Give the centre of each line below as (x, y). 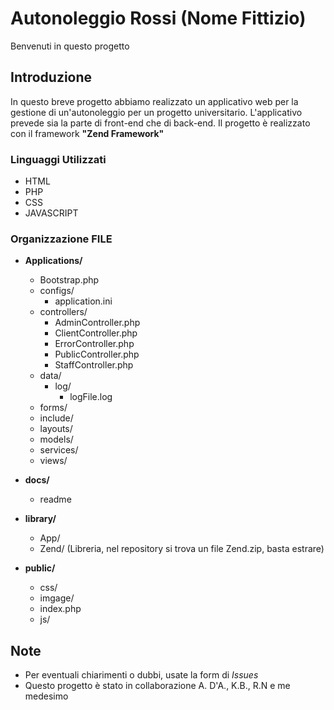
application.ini (83, 301)
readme (55, 499)
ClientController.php (96, 333)
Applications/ (53, 261)
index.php (60, 609)
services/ (59, 450)
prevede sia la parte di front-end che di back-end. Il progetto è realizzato (160, 123)
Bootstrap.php (69, 280)
